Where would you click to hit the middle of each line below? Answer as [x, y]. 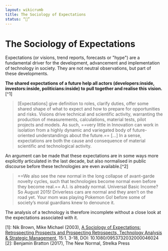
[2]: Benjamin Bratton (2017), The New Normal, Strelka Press [67, 243]
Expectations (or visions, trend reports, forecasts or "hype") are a [72, 57]
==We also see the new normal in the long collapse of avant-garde [86, 176]
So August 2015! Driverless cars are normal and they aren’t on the [85, 192]
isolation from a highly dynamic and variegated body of [74, 130]
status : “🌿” [17, 19]
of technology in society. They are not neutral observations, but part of [78, 68]
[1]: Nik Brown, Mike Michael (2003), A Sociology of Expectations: [73, 227]
